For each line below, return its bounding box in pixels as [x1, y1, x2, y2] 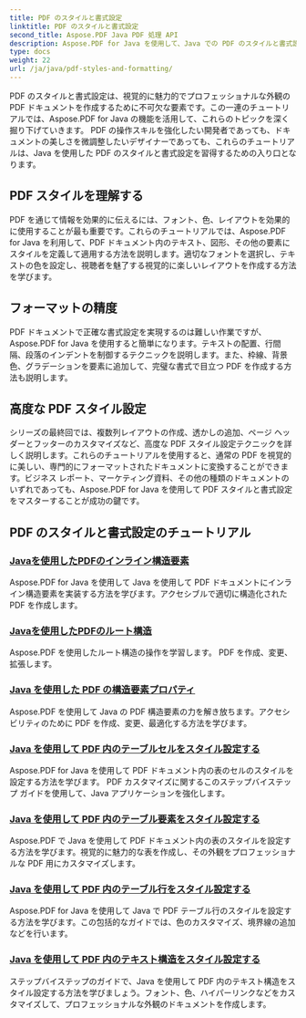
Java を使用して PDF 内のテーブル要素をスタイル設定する [9, 813, 260, 826]
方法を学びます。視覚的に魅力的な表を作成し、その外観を [16, 847, 232, 857]
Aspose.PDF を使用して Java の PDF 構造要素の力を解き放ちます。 [9, 706, 260, 717]
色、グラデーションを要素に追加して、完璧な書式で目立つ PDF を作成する [9, 360, 284, 371]
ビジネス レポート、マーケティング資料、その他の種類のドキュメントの [24, 473, 290, 483]
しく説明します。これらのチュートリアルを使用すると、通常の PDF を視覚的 [9, 450, 292, 461]
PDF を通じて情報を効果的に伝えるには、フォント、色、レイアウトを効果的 [9, 213, 291, 224]
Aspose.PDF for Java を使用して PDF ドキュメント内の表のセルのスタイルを [9, 764, 294, 775]
